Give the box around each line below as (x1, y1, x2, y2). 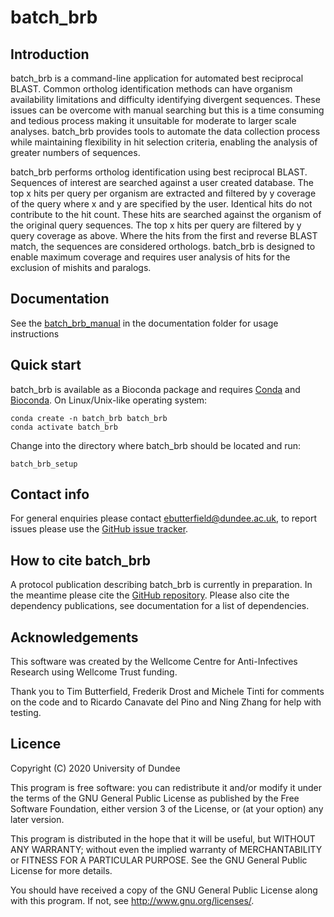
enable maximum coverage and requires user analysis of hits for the (10, 251, 291, 263)
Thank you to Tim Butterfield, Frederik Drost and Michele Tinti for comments (10, 686, 325, 698)
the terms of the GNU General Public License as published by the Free (10, 792, 300, 804)
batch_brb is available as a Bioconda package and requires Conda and (10, 383, 301, 395)
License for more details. (10, 864, 113, 876)
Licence (10, 736, 62, 753)
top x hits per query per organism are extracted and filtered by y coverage (10, 187, 317, 199)
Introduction (10, 46, 90, 63)
